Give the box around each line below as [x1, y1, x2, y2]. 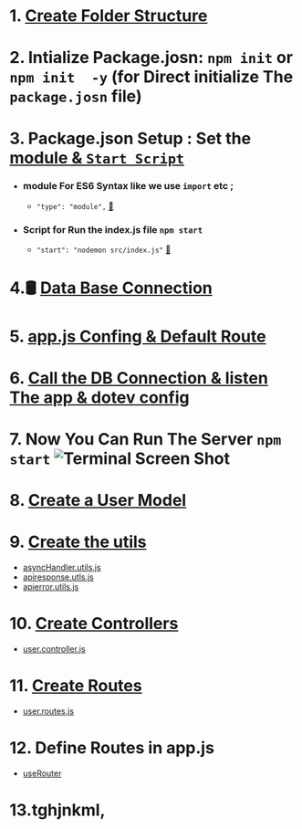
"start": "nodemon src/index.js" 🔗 [36, 244, 172, 256]
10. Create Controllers [9, 614, 179, 635]
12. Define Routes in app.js [9, 738, 214, 759]
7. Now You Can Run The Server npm [9, 428, 282, 449]
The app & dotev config [9, 387, 190, 407]
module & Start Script [9, 147, 185, 168]
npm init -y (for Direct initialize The [9, 67, 294, 88]
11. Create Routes [9, 676, 143, 697]
